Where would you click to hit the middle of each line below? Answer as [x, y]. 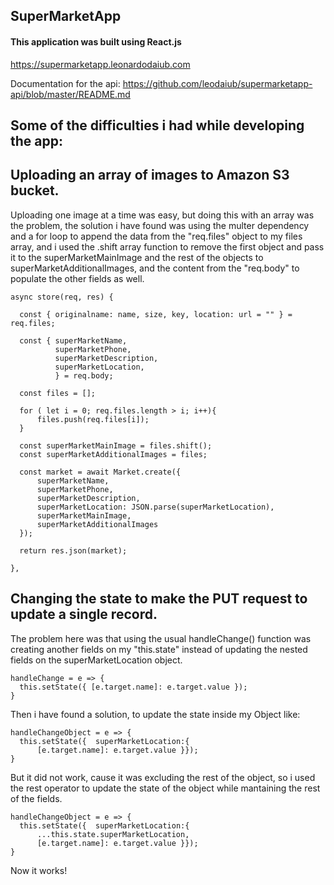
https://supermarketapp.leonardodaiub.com [100, 64]
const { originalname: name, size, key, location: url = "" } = [156, 314]
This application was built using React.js [96, 41]
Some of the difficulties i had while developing [157, 125]
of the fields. [36, 798]
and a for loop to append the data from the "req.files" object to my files [156, 236]
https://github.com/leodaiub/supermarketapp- [217, 83]
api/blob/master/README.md [70, 94]
